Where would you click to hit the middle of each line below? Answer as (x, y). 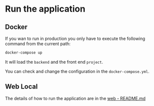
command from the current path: (38, 44)
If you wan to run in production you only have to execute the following (75, 38)
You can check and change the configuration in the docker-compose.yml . (77, 71)
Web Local (21, 87)
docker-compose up (24, 53)
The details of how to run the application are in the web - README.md (75, 98)
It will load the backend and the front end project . (54, 62)
